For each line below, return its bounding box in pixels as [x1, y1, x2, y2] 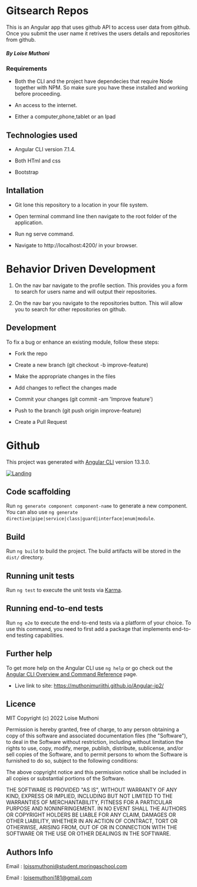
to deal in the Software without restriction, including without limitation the [6, 739, 183, 746]
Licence [6, 699, 36, 709]
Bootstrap [14, 169, 39, 176]
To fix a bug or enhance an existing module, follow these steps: [6, 338, 160, 346]
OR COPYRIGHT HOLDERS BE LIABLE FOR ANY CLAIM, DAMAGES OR [6, 811, 176, 819]
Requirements [6, 64, 48, 72]
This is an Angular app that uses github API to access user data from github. [6, 24, 191, 31]
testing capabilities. [16, 632, 64, 639]
